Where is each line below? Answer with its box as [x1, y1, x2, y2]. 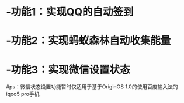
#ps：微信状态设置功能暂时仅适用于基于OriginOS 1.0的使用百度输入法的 [6, 83, 178, 90]
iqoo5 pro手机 [6, 91, 40, 98]
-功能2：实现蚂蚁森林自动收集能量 [6, 34, 171, 47]
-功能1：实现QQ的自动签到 [6, 5, 134, 19]
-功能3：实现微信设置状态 [6, 63, 130, 76]
